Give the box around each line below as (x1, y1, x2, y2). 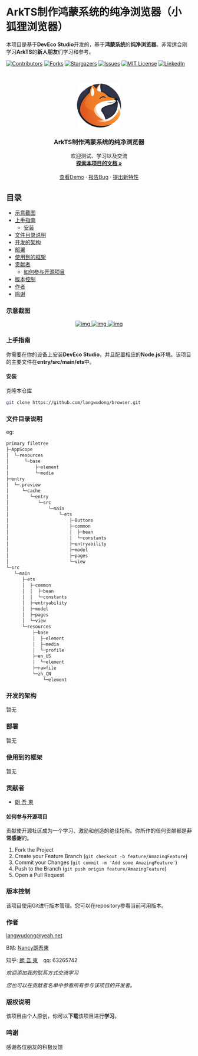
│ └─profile (32, 647, 65, 653)
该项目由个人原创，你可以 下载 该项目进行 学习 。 (6, 1012, 120, 1019)
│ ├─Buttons (6, 517, 94, 523)
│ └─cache (6, 488, 41, 494)
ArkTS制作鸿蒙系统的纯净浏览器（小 (6, 5, 182, 19)
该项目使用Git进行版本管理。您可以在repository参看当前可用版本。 (6, 902, 167, 909)
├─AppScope (6, 446, 33, 452)
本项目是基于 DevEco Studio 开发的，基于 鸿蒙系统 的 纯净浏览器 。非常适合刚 (6, 41, 187, 48)
